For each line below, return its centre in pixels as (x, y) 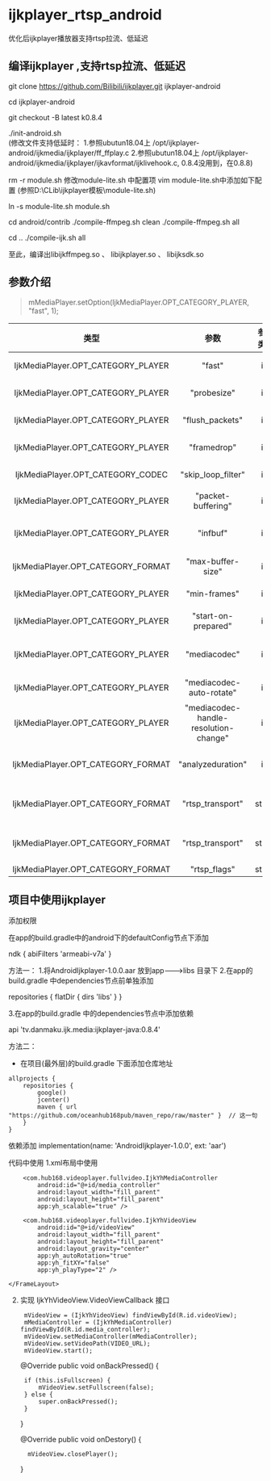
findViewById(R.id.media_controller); (85, 1330)
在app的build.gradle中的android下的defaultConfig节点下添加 (109, 938)
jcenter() (54, 1100)
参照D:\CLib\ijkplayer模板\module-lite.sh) (88, 190)
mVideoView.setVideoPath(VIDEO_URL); (87, 1344)
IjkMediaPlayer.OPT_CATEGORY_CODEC (91, 474)
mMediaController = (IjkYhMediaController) (98, 1323)
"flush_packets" (213, 420)
